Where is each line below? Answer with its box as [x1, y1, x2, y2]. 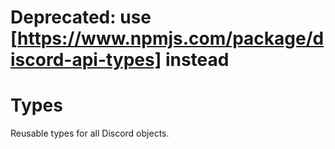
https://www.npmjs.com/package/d [17, 27, 325, 50]
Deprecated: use [10, 6, 152, 29]
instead [164, 49, 230, 71]
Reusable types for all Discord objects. [10, 127, 170, 140]
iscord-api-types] [10, 49, 162, 71]
